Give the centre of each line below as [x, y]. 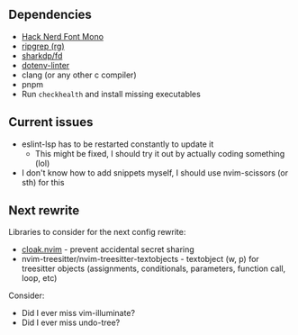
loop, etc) [39, 278]
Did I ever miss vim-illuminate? [78, 313]
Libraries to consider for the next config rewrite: [97, 232]
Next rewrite [44, 211]
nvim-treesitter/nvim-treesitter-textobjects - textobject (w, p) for [140, 259]
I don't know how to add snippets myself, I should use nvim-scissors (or [155, 172]
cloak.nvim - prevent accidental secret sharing [108, 249]
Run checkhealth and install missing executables [111, 94]
